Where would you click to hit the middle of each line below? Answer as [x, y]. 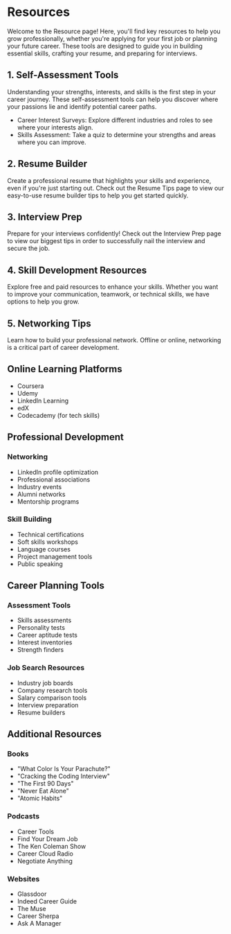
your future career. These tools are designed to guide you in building [105, 46]
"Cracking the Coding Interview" [64, 776]
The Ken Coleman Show [52, 846]
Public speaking [40, 564]
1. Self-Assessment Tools [63, 75]
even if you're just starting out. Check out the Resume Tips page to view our [116, 188]
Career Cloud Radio [45, 854]
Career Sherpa [38, 916]
